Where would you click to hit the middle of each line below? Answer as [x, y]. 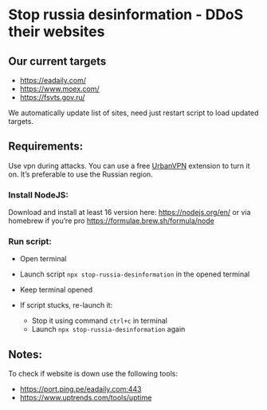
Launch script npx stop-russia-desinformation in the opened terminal [135, 274]
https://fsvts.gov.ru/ [52, 97]
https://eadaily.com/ [53, 80]
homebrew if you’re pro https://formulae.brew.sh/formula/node [112, 221]
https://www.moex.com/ [59, 89]
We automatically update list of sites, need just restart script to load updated [133, 113]
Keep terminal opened [56, 290]
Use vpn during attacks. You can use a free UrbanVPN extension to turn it [129, 165]
